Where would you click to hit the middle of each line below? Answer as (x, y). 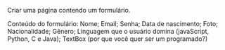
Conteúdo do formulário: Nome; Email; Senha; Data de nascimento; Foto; (112, 24)
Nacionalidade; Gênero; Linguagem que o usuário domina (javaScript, (108, 31)
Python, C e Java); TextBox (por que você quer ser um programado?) (108, 39)
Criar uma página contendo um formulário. (69, 10)
